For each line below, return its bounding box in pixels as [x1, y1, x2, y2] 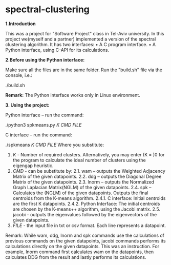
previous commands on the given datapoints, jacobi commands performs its [5, 237, 166, 244]
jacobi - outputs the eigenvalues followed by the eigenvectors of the [12, 211, 157, 217]
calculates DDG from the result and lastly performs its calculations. [5, 254, 146, 260]
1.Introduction [5, 21, 36, 27]
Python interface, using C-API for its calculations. [5, 47, 110, 53]
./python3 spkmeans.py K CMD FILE [5, 121, 82, 128]
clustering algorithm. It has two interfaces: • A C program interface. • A [5, 41, 156, 47]
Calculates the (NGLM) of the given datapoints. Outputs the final [12, 190, 148, 196]
